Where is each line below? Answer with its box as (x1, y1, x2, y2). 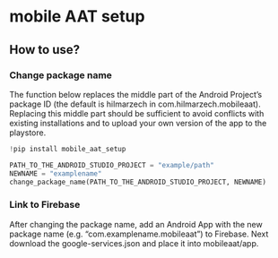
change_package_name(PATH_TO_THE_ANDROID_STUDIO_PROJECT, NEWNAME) (9, 177, 267, 186)
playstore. (9, 127, 47, 138)
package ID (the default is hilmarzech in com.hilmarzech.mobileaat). (9, 99, 262, 109)
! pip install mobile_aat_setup (9, 144, 126, 153)
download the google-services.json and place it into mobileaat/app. (9, 237, 259, 248)
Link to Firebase (9, 199, 81, 211)
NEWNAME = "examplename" (9, 168, 102, 178)
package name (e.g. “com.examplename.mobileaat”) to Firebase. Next (9, 228, 269, 239)
